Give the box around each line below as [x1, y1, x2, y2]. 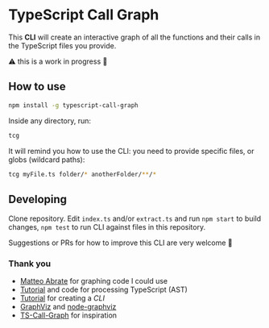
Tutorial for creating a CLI [19, 293, 105, 303]
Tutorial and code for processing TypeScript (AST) [19, 284, 188, 295]
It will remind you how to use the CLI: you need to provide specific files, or [8, 146, 255, 156]
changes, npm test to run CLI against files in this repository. [8, 222, 206, 232]
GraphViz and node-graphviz [19, 302, 117, 312]
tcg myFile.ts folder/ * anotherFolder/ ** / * [8, 170, 157, 178]
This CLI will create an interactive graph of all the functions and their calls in [8, 32, 260, 42]
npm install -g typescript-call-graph [8, 101, 139, 110]
